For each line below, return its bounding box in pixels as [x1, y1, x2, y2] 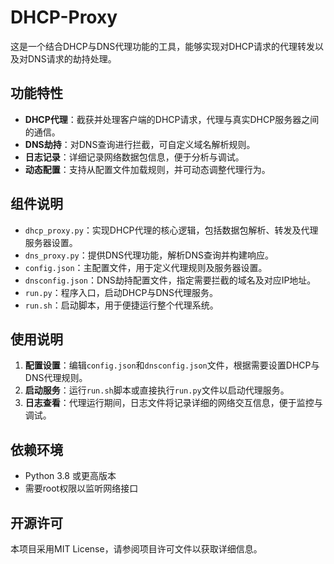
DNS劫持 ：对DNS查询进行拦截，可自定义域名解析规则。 [24, 138, 256, 150]
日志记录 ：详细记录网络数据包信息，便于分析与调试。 [24, 151, 245, 163]
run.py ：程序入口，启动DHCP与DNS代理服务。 [24, 286, 219, 298]
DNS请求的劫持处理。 [27, 52, 117, 65]
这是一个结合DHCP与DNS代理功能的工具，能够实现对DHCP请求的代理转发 [10, 40, 315, 52]
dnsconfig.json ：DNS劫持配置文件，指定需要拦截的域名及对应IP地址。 [24, 274, 317, 286]
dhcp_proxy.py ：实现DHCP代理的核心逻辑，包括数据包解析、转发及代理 [24, 224, 319, 236]
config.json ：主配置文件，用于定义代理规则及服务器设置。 [24, 261, 268, 273]
